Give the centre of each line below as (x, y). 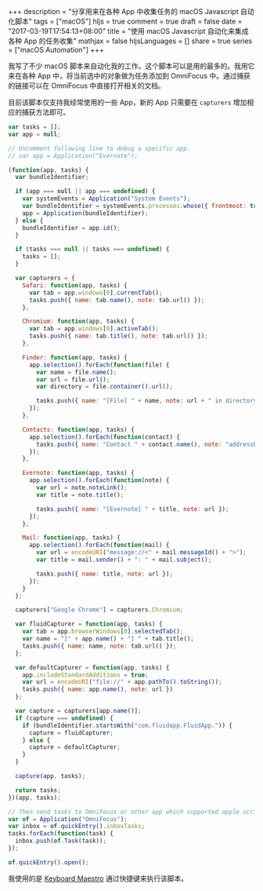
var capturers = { (45, 278)
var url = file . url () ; (73, 379)
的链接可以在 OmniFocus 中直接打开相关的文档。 (87, 86)
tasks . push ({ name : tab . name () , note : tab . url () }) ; (117, 300)
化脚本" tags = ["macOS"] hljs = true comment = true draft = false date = (125, 21)
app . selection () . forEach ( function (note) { (99, 480)
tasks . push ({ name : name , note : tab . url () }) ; (99, 646)
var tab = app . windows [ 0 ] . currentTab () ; (95, 293)
